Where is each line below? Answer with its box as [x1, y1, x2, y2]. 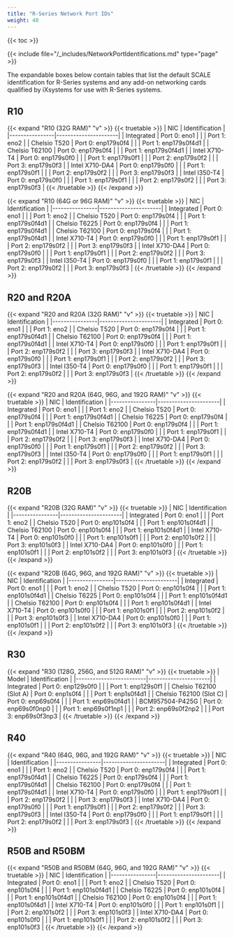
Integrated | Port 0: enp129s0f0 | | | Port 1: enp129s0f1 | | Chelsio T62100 [7, 682, 217, 691]
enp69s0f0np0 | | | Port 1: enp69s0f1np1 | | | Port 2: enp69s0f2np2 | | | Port [7, 704, 225, 713]
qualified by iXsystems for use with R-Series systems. [7, 85, 163, 94]
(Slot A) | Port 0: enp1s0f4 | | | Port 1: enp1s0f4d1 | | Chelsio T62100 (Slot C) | [7, 689, 228, 698]
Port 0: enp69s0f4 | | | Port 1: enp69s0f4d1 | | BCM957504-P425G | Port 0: [7, 697, 224, 705]
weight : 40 [7, 17, 39, 24]
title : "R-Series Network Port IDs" [7, 10, 114, 17]
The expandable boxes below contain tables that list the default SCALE [7, 71, 211, 79]
